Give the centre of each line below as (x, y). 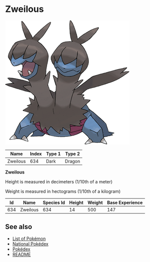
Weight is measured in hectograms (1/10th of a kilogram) (63, 191)
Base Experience (125, 202)
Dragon (73, 161)
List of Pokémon (29, 239)
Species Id (54, 202)
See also (19, 226)
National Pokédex (30, 244)
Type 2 (73, 154)
